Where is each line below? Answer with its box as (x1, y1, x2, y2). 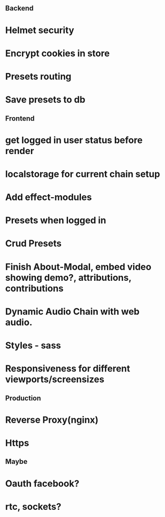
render (5, 145, 34, 157)
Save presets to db (5, 94, 86, 105)
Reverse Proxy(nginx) (5, 414, 99, 425)
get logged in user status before (5, 134, 143, 146)
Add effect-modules (5, 192, 92, 203)
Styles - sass (5, 340, 61, 351)
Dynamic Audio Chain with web (5, 306, 140, 317)
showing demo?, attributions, (5, 272, 132, 283)
